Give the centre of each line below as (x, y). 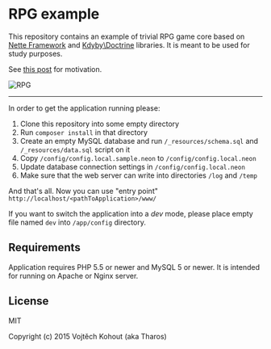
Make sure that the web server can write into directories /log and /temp (139, 175)
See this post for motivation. (55, 69)
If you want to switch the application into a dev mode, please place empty (131, 213)
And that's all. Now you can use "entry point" (83, 191)
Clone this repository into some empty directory (100, 124)
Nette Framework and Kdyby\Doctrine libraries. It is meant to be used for (129, 44)
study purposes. (35, 53)
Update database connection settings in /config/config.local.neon (133, 166)
